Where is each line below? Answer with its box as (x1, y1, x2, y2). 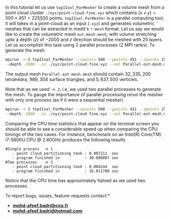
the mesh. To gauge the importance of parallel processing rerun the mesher (5, 91, 163, 98)
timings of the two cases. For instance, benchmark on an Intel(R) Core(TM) (5, 131, 161, 137)
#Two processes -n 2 (5, 159, 53, 165)
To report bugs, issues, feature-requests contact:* (5, 192, 110, 199)
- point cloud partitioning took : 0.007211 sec (12, 151, 119, 156)
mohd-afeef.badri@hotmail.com (12, 207, 82, 214)
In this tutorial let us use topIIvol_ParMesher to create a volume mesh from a (5, 5, 164, 10)
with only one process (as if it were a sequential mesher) (5, 97, 123, 103)
